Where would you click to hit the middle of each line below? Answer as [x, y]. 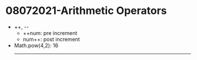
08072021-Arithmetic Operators [86, 11]
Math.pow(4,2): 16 [36, 45]
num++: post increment [51, 39]
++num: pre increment [50, 33]
